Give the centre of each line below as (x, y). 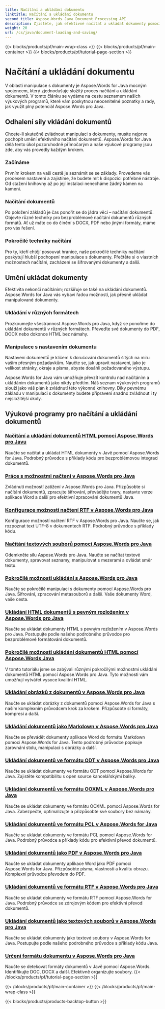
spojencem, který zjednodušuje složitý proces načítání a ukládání (71, 91)
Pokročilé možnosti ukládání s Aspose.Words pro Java (71, 578)
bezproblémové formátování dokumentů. (46, 639)
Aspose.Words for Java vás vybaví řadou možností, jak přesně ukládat (76, 295)
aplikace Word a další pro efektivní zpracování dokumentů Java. (70, 497)
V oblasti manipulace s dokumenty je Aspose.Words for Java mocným (76, 85)
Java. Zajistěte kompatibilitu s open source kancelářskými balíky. (71, 776)
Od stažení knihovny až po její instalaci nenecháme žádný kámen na (74, 184)
